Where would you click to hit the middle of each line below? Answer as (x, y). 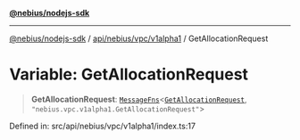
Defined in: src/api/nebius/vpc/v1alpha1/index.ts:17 (103, 126)
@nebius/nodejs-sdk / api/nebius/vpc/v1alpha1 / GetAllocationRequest (139, 38)
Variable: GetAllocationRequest (129, 74)
